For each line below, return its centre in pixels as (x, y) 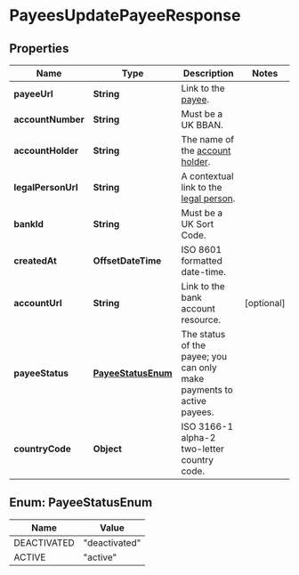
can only (199, 368)
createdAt (36, 261)
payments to (207, 390)
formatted (202, 261)
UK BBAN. (202, 125)
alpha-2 (198, 437)
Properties (39, 49)
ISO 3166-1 (207, 426)
